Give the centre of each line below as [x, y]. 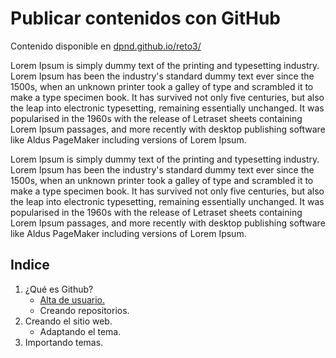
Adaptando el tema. [80, 331]
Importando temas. [64, 342]
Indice [30, 265]
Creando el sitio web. [68, 321]
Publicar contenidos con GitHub [145, 18]
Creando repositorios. [84, 310]
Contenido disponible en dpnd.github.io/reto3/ [106, 46]
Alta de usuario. [72, 299]
